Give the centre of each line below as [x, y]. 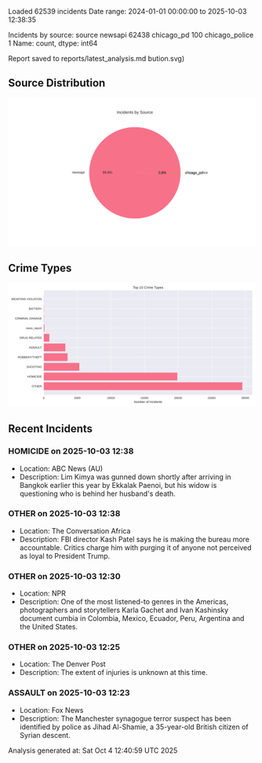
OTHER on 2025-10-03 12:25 [64, 647]
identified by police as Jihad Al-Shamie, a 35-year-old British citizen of [134, 727]
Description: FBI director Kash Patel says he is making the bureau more [134, 539]
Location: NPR [43, 593]
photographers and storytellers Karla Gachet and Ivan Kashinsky [124, 610]
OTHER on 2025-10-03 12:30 [64, 576]
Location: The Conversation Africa [75, 530]
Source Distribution [57, 83]
